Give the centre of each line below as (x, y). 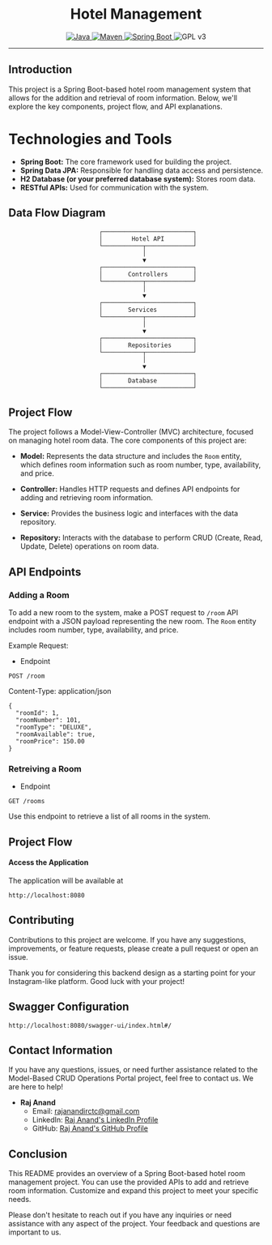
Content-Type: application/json (60, 691)
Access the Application (49, 862)
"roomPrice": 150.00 (50, 742)
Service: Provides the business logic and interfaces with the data (129, 513)
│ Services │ (148, 310)
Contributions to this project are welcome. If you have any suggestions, (127, 939)
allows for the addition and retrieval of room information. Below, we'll (123, 97)
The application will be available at (66, 880)
